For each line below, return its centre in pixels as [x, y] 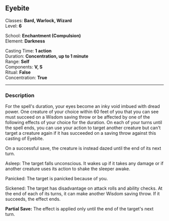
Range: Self [17, 61]
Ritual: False [18, 72]
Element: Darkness [25, 41]
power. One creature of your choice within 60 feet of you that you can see [82, 112]
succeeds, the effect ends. [33, 199]
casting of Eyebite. [25, 139]
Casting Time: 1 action [28, 50]
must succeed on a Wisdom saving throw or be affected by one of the [77, 117]
